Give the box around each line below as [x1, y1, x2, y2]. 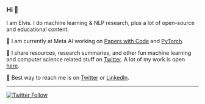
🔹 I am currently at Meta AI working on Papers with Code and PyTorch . [6, 38, 184, 45]
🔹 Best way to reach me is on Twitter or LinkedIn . [6, 74, 129, 81]
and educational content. [6, 26, 69, 33]
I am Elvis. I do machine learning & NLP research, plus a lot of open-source [6, 19, 195, 27]
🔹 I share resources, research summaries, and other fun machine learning [6, 49, 192, 57]
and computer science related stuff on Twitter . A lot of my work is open [6, 56, 185, 63]
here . [6, 62, 20, 69]
